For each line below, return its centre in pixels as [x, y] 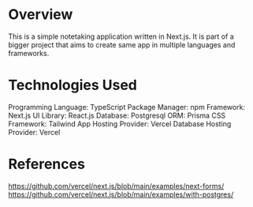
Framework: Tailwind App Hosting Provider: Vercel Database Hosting [120, 123]
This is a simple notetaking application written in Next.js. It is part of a [121, 36]
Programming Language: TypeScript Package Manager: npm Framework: [127, 107]
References [47, 164]
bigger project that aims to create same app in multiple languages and [122, 44]
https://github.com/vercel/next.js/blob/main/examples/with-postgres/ [121, 194]
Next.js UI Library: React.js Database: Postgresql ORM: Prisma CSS [117, 115]
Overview [41, 15]
